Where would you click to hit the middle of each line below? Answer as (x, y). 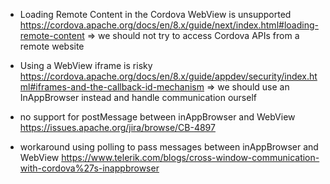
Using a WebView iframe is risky (86, 65)
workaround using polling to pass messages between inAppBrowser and (169, 147)
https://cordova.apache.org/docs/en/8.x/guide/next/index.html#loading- (169, 25)
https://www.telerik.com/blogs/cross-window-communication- (190, 157)
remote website (52, 46)
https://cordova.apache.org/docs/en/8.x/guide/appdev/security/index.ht (168, 76)
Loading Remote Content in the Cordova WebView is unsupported (155, 14)
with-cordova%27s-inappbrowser (89, 168)
